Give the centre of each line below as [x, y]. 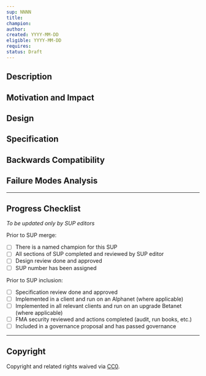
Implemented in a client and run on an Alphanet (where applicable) [99, 299]
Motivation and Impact [50, 98]
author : [16, 29]
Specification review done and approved [66, 292]
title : [15, 18]
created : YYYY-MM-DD [33, 35]
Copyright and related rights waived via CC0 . [63, 366]
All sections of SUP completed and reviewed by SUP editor [90, 254]
